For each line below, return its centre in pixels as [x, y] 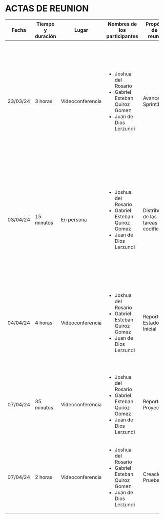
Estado [151, 323]
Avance [152, 98]
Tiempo [45, 24]
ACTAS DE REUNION [47, 9]
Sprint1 [152, 104]
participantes [123, 36]
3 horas [44, 101]
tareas [150, 223]
